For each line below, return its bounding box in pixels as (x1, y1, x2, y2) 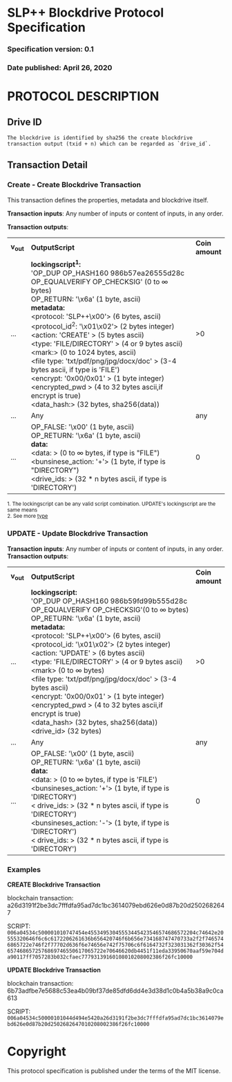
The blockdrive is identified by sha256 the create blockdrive (7, 134, 193, 141)
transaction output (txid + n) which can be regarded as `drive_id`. (7, 141, 212, 148)
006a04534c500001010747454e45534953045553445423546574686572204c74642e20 (7, 929, 224, 936)
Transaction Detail (7, 159, 88, 171)
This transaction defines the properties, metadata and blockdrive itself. (7, 195, 209, 204)
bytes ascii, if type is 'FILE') (30, 365, 120, 375)
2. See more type (7, 513, 48, 520)
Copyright (7, 1044, 67, 1060)
